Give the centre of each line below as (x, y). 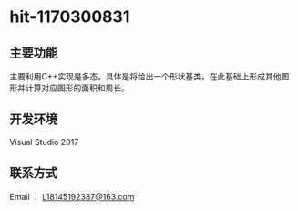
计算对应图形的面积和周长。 (77, 88)
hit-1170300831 (70, 17)
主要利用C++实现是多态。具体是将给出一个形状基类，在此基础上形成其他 (145, 76)
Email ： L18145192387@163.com (72, 196)
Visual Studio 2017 (44, 142)
